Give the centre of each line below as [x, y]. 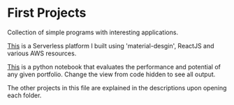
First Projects [47, 13]
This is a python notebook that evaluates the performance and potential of [114, 66]
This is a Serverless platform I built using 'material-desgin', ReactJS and [111, 45]
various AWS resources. [42, 53]
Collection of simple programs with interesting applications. [93, 32]
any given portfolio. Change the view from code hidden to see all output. [111, 74]
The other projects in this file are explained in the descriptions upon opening [117, 87]
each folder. [24, 95]
